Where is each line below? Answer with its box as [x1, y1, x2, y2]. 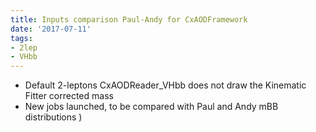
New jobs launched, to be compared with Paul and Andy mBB [24, 101, 279, 113]
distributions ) [24, 111, 83, 123]
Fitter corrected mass [24, 90, 114, 102]
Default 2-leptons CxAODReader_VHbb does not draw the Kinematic [24, 79, 307, 91]
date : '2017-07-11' [10, 24, 92, 34]
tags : [10, 33, 33, 43]
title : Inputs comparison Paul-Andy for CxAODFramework [10, 14, 248, 25]
